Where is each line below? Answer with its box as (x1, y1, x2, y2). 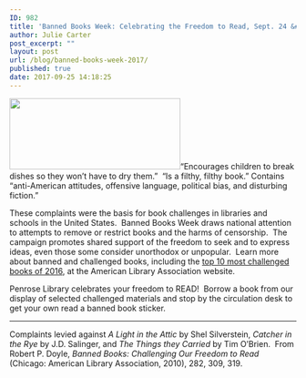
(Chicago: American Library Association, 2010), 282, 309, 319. (9, 357, 243, 369)
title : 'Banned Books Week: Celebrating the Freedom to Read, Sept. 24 (9, 22, 287, 31)
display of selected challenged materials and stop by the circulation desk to (9, 292, 293, 303)
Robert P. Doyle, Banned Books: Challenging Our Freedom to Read (9, 348, 260, 359)
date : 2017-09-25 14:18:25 (9, 73, 112, 82)
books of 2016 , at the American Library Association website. (9, 265, 235, 276)
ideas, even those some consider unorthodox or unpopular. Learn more (9, 246, 280, 257)
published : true (9, 65, 71, 74)
